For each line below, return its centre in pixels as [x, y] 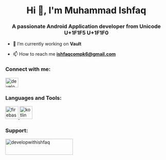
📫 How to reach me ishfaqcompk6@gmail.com [64, 54]
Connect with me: [28, 70]
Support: [17, 131]
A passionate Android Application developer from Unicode [86, 27]
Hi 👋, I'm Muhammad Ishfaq [86, 10]
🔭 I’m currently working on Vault [47, 44]
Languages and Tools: [33, 98]
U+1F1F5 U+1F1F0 [86, 33]
